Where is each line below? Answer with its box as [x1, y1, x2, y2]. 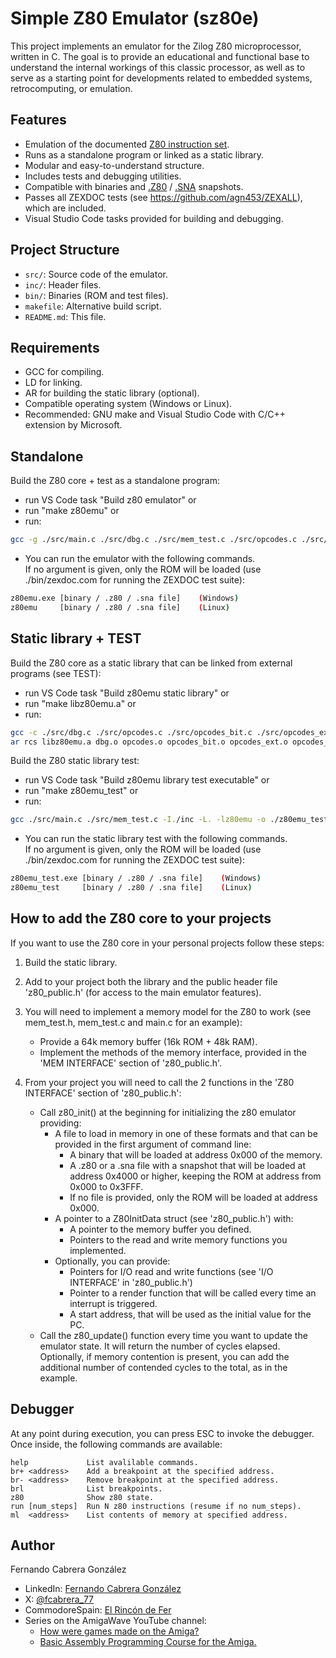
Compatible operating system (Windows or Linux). [24, 398, 233, 410]
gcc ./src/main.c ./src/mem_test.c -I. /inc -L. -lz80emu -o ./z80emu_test [10, 815, 329, 825]
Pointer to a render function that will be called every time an [69, 1287, 317, 1299]
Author [10, 1537, 55, 1554]
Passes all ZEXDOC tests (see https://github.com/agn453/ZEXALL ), [24, 191, 303, 203]
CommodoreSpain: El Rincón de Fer [24, 1604, 172, 1616]
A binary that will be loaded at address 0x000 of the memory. [69, 1148, 323, 1161]
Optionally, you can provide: [54, 1255, 171, 1267]
